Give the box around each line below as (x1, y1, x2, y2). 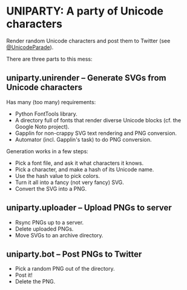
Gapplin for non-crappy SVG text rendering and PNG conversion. (15, 129, 177, 137)
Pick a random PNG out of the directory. (15, 265, 115, 272)
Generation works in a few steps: (6, 147, 89, 155)
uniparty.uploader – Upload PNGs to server (6, 203, 172, 213)
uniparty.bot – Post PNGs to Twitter (6, 249, 142, 259)
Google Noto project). (15, 123, 70, 130)
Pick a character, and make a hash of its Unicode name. (15, 165, 154, 173)
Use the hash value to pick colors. (15, 172, 100, 179)
